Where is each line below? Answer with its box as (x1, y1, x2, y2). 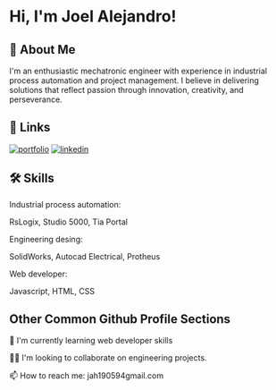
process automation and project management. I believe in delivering (9, 75, 259, 86)
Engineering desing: (9, 233, 83, 244)
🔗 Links (9, 120, 51, 135)
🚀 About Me (9, 42, 76, 57)
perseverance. (9, 94, 63, 105)
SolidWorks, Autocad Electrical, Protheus (9, 250, 161, 261)
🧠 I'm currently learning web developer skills (9, 335, 173, 346)
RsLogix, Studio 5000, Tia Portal (9, 216, 128, 227)
